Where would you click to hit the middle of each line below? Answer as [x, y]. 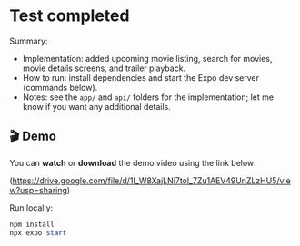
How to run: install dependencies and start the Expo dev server [141, 77]
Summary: [29, 41]
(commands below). [60, 87]
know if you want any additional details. [96, 106]
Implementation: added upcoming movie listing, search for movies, [147, 58]
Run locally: [31, 207]
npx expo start [38, 232]
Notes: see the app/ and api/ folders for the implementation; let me [148, 97]
